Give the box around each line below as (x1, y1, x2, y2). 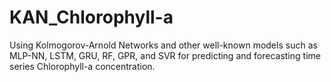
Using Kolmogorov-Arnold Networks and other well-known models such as (9, 39, 318, 51)
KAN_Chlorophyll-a (9, 6, 174, 29)
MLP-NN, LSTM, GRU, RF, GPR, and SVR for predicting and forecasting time (9, 49, 321, 61)
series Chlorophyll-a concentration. (9, 60, 156, 72)
